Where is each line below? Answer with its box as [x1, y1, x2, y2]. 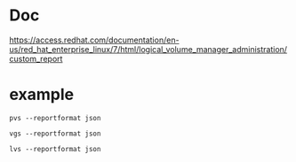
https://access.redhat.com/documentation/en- [9, 35, 180, 45]
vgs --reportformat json [9, 129, 101, 138]
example [9, 85, 75, 104]
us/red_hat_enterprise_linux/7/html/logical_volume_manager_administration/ [9, 43, 287, 54]
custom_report [9, 53, 63, 64]
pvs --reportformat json [9, 113, 101, 122]
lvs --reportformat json [9, 144, 101, 153]
